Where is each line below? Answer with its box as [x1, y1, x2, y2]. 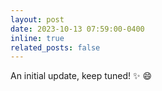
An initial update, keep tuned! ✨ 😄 [10, 70, 153, 82]
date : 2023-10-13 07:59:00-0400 [10, 24, 145, 34]
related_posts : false [10, 42, 101, 53]
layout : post [10, 14, 65, 25]
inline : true [10, 33, 65, 43]
